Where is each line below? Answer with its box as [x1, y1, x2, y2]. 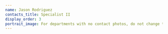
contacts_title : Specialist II [5, 12, 70, 17]
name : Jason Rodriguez [5, 7, 52, 12]
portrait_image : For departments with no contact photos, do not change [5, 21, 160, 26]
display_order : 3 [5, 16, 41, 21]
